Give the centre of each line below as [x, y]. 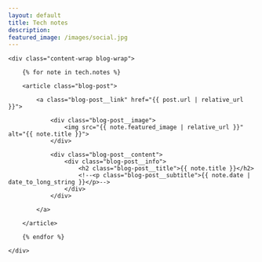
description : [29, 30]
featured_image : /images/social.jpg [68, 37]
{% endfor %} [44, 237]
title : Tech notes [38, 23]
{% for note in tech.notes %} [72, 73]
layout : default [35, 15]
